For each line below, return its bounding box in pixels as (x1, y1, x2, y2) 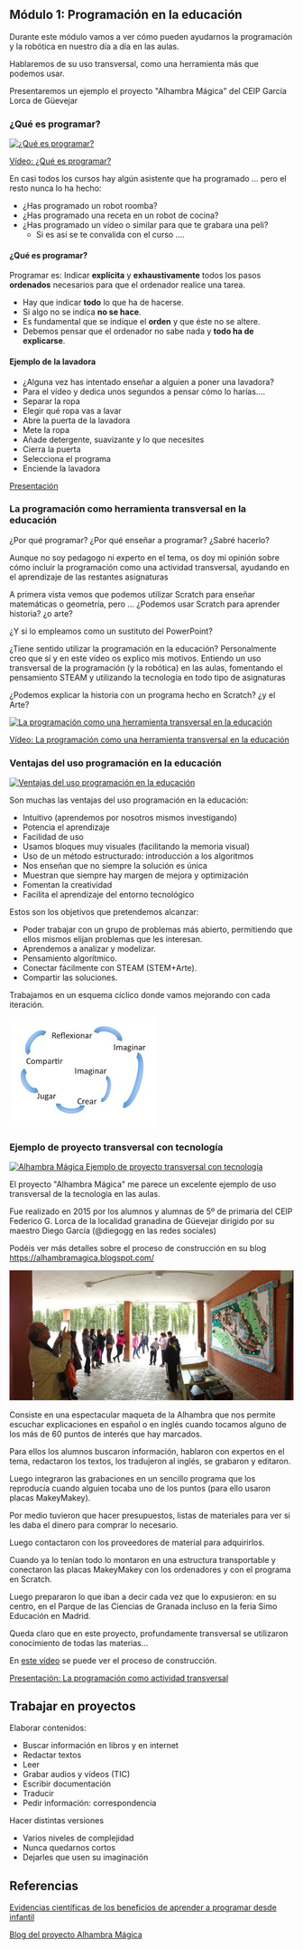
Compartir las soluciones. (22, 972, 118, 984)
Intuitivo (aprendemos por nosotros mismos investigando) (22, 813, 237, 824)
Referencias (9, 1878, 79, 1893)
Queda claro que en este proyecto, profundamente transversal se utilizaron (9, 1627, 289, 1639)
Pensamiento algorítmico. (22, 953, 117, 964)
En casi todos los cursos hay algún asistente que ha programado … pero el (9, 174, 287, 184)
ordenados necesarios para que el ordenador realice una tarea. (9, 279, 246, 290)
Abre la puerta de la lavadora (22, 415, 131, 426)
